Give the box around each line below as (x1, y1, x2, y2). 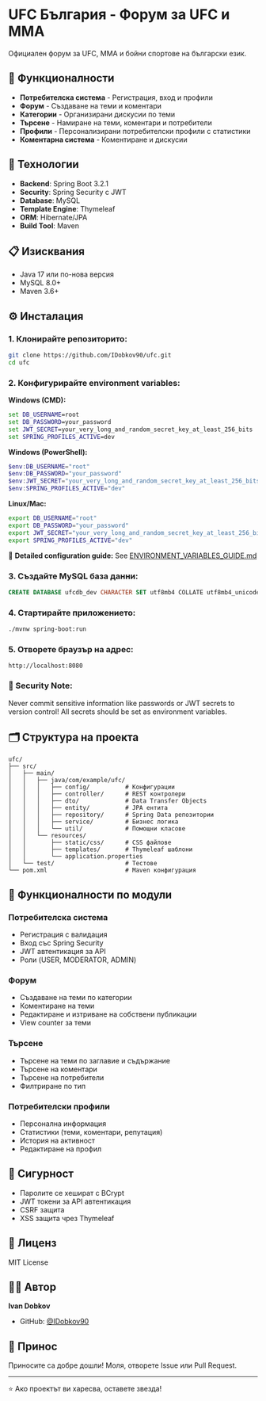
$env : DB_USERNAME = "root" (8, 462, 90, 471)
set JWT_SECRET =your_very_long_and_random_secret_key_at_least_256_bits (8, 426, 253, 433)
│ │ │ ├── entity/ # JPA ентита (8, 804, 169, 812)
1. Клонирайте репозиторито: (8, 333, 128, 344)
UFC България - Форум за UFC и (8, 6, 230, 24)
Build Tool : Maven (19, 220, 80, 231)
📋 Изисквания (8, 244, 85, 258)
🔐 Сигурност (8, 1167, 74, 1181)
